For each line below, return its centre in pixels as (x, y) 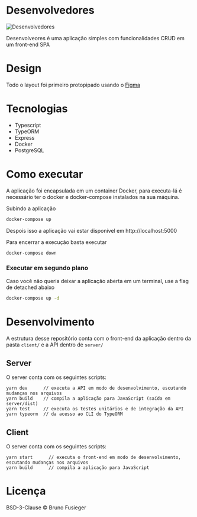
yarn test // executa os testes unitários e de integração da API (95, 409)
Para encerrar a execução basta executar (56, 242)
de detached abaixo (30, 287)
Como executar (45, 174)
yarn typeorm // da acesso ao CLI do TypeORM (64, 414)
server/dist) (22, 404)
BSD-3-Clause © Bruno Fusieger (46, 508)
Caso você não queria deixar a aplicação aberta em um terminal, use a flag (98, 281)
